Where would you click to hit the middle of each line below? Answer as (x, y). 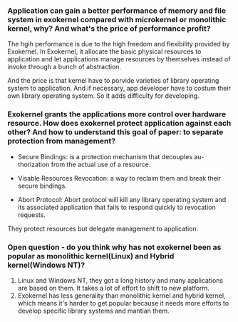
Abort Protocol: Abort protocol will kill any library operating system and (122, 199)
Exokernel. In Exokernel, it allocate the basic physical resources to (104, 51)
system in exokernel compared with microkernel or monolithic (117, 19)
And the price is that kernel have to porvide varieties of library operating (113, 81)
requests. (32, 215)
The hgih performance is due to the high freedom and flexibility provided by (119, 44)
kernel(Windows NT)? (46, 265)
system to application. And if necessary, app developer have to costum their (119, 89)
